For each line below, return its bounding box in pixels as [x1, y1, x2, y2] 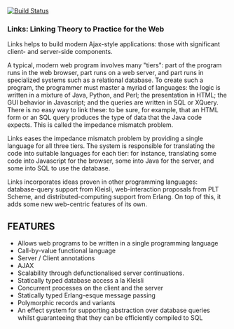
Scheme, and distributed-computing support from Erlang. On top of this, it [7, 193, 221, 201]
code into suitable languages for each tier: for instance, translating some [7, 149, 217, 158]
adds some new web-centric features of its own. [7, 200, 148, 208]
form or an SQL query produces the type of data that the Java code [7, 113, 202, 122]
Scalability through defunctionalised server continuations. [17, 269, 184, 277]
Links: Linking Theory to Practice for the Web [7, 24, 165, 34]
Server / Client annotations [17, 254, 95, 262]
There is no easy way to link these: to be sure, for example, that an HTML [7, 106, 219, 114]
